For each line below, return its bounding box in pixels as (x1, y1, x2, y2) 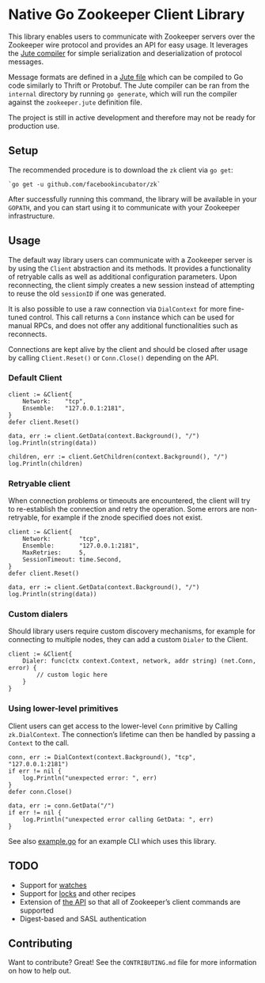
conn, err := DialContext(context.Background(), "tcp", (8, 753, 196, 761)
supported (19, 905, 54, 915)
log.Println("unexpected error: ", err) (22, 773, 157, 782)
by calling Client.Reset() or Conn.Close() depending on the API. (8, 353, 219, 362)
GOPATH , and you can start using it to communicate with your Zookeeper (8, 202, 240, 212)
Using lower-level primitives (8, 703, 119, 714)
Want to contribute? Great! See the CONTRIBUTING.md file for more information (8, 958, 257, 967)
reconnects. (8, 329, 47, 338)
